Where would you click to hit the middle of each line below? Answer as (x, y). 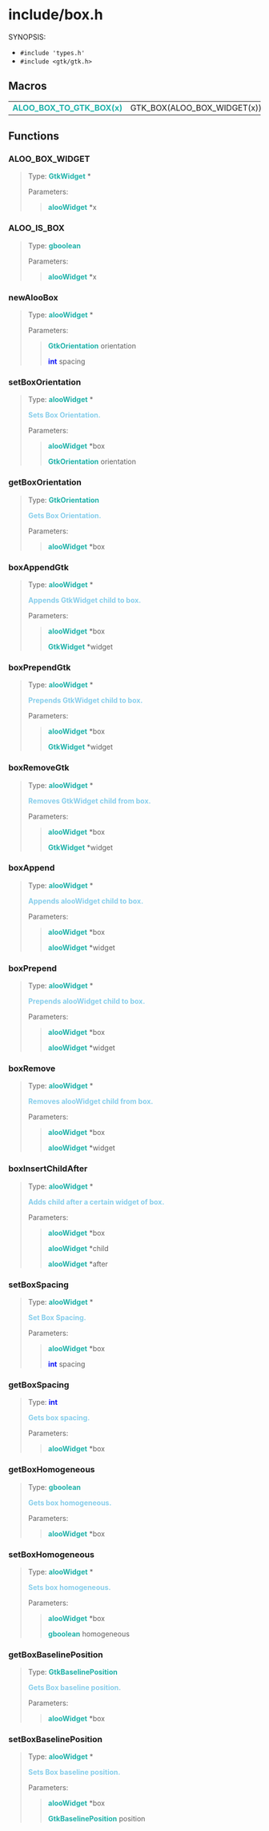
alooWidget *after (78, 1264)
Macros (28, 86)
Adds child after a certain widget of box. (96, 1201)
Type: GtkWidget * (59, 176)
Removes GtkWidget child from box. (89, 801)
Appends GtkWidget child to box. (84, 600)
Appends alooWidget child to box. (86, 901)
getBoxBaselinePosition (56, 1654)
